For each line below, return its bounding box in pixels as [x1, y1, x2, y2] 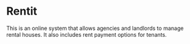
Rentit [6, 4, 38, 18]
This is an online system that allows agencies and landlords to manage [6, 24, 184, 32]
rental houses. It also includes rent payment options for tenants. [6, 31, 167, 38]
